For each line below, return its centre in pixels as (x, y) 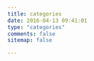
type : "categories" (36, 27)
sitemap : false (30, 40)
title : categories (35, 14)
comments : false (31, 34)
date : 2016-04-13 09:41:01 (47, 21)
